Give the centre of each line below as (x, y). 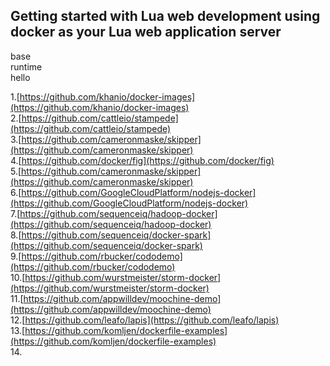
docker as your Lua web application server (146, 32)
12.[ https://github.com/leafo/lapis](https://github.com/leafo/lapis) (145, 320)
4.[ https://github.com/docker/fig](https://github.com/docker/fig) (142, 160)
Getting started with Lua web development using (165, 16)
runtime (26, 66)
